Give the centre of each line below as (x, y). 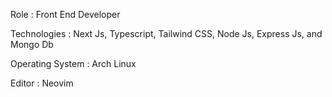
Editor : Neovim (42, 83)
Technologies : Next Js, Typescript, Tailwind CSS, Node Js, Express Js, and (166, 33)
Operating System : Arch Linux (73, 63)
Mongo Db (32, 44)
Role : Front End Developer (65, 14)
